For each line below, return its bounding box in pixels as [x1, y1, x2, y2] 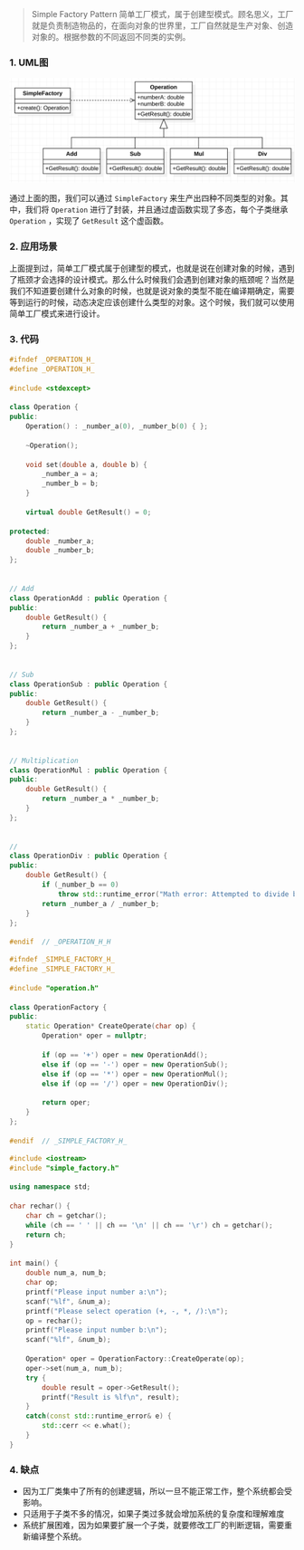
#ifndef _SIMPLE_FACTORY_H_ [9, 955, 116, 964]
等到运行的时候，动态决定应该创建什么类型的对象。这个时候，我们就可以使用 [9, 296, 295, 307]
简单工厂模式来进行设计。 [9, 308, 105, 319]
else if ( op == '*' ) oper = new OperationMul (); [42, 1069, 229, 1078]
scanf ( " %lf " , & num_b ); [25, 1335, 111, 1344]
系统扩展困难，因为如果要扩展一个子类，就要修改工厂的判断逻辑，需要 [22, 1520, 285, 1531]
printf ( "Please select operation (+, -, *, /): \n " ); [25, 1306, 229, 1316]
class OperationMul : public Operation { [9, 765, 168, 775]
